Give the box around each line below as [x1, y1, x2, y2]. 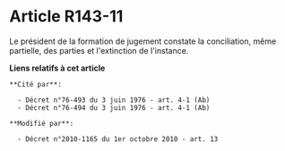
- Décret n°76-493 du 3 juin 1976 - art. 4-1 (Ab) [17, 96, 211, 105]
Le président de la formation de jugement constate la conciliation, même [9, 36, 277, 46]
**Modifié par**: [9, 119, 74, 128]
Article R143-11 [9, 6, 124, 27]
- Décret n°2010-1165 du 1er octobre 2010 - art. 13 [17, 134, 219, 144]
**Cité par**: [9, 80, 63, 88]
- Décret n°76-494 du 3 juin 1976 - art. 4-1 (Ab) [17, 103, 211, 113]
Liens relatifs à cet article [9, 63, 106, 73]
